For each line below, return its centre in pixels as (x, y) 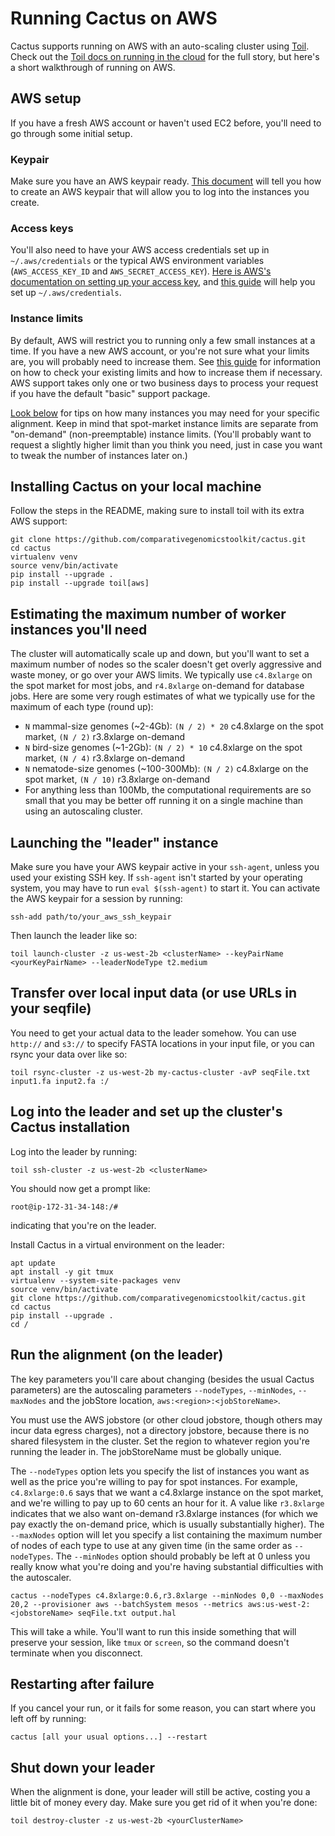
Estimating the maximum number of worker (148, 613)
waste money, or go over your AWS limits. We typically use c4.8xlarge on (161, 675)
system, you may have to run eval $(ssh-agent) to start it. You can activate (165, 888)
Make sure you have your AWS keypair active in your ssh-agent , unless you (165, 867)
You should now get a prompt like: (80, 1188)
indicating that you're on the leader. (83, 1225)
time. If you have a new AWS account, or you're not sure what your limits (160, 351)
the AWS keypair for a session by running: (96, 899)
